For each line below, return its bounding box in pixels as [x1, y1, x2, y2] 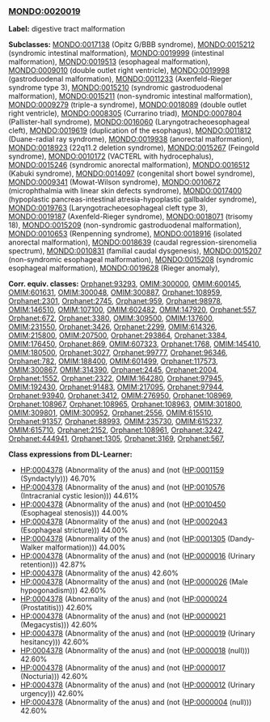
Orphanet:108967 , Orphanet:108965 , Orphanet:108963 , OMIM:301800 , [8, 399, 243, 410]
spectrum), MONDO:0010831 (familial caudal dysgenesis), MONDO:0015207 [8, 246, 262, 256]
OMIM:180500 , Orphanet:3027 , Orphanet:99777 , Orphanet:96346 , [8, 348, 228, 358]
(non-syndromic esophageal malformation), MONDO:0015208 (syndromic [8, 255, 255, 265]
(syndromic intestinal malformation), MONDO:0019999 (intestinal [8, 49, 225, 58]
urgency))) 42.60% [19, 689, 85, 699]
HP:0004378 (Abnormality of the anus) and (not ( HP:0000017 [19, 663, 226, 673]
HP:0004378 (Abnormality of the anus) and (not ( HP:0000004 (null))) [19, 698, 252, 707]
